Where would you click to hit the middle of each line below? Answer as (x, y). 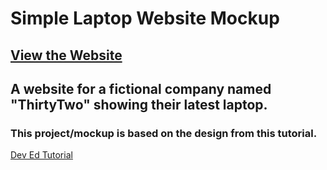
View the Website (66, 55)
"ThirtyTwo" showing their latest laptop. (139, 104)
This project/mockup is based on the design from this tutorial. (164, 133)
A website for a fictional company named (141, 88)
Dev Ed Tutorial (41, 155)
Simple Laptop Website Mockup (145, 18)
